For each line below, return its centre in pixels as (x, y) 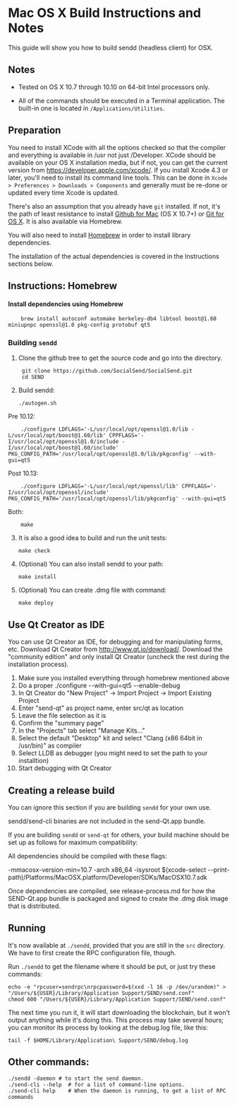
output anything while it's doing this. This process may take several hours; (116, 1020)
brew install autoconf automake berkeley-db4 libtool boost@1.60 (119, 319)
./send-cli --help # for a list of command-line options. (97, 1084)
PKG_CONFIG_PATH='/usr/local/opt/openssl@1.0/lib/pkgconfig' (100, 454)
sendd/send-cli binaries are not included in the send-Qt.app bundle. (107, 821)
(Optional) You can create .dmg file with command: (92, 590)
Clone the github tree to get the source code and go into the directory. (120, 358)
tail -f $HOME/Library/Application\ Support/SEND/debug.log (98, 1040)
